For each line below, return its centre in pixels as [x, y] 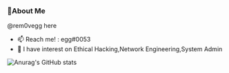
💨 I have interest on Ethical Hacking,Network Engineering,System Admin [120, 49]
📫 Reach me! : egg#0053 [54, 40]
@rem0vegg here [32, 26]
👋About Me [27, 11]
